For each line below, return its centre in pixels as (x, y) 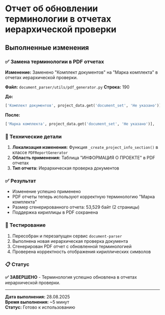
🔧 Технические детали (33, 137)
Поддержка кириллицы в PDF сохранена (55, 212)
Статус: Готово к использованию (40, 307)
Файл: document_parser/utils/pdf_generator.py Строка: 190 (67, 87)
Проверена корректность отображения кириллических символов (82, 252)
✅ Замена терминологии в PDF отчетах (55, 61)
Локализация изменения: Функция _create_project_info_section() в (85, 147)
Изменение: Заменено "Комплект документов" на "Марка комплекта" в (82, 72)
